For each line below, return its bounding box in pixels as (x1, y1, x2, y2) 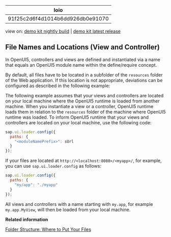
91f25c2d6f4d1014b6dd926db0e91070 (8, 15, 109, 22)
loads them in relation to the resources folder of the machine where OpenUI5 (5, 109, 166, 115)
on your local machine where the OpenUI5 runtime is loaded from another (5, 98, 160, 104)
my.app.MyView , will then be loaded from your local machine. (5, 206, 131, 213)
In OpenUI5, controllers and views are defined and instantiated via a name (5, 56, 160, 63)
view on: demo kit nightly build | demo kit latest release (5, 28, 121, 34)
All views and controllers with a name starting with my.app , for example (5, 201, 153, 207)
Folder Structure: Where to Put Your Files (5, 226, 92, 232)
